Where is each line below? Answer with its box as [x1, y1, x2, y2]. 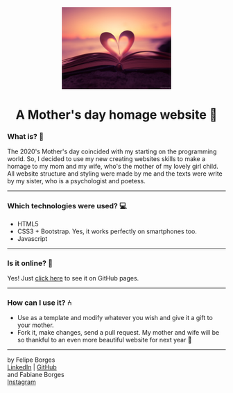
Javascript [17, 234, 48, 242]
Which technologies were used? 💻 [7, 201, 127, 211]
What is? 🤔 [7, 132, 44, 142]
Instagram [7, 378, 36, 386]
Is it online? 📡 [7, 258, 53, 268]
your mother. [17, 321, 54, 329]
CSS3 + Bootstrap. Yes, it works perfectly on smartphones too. [17, 227, 198, 235]
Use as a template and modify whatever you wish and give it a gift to [17, 314, 213, 322]
